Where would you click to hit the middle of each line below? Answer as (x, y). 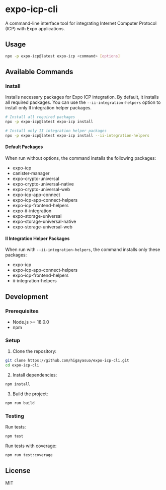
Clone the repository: (34, 351)
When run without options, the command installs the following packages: (81, 158)
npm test (14, 436)
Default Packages (24, 147)
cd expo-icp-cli (22, 365)
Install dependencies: (35, 375)
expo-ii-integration (32, 211)
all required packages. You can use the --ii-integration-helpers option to (83, 102)
